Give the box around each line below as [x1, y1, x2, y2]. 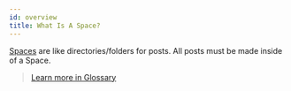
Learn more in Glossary [30, 72, 117, 82]
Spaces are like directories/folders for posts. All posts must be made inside [9, 45, 283, 56]
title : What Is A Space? [9, 21, 101, 30]
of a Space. [9, 55, 51, 65]
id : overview [9, 12, 57, 22]
